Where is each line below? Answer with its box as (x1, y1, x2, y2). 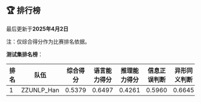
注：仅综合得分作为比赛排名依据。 (6, 38, 90, 45)
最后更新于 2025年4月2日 (6, 25, 69, 32)
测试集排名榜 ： (6, 50, 43, 58)
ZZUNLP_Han (21, 86, 60, 94)
